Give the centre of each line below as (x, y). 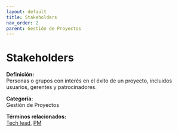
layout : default (26, 12)
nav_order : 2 (22, 23)
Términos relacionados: (36, 116)
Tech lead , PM (24, 123)
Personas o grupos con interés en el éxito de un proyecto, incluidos (89, 81)
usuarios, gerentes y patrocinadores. (52, 87)
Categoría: (20, 99)
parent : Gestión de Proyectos (44, 28)
